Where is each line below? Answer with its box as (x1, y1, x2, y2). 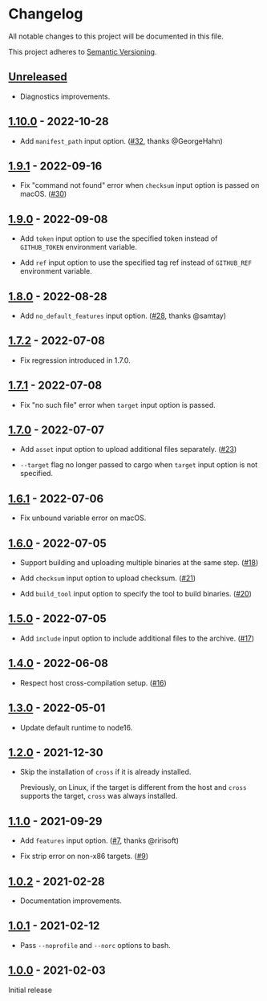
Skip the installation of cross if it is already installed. (19, 767, 192, 777)
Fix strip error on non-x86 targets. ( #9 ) (19, 852, 149, 861)
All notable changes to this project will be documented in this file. (8, 31, 225, 41)
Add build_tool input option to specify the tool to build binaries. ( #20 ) (19, 589, 253, 599)
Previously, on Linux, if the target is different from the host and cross (19, 783, 247, 792)
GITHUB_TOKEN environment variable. (19, 242, 138, 252)
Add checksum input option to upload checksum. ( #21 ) (19, 573, 196, 583)
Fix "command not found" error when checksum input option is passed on (19, 181, 260, 190)
